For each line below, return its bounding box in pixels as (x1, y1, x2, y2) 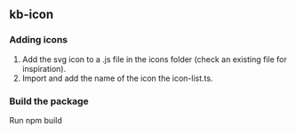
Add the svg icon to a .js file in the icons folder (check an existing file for (21, 53, 287, 65)
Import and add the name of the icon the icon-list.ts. (21, 73, 213, 83)
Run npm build (9, 114, 62, 125)
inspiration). (21, 63, 67, 74)
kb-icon (9, 7, 54, 22)
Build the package (9, 95, 89, 107)
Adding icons (9, 34, 68, 46)
